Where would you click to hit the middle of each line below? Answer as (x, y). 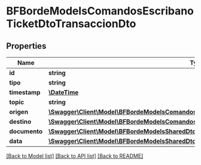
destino (20, 121)
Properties (26, 46)
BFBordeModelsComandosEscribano (100, 11)
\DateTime (63, 92)
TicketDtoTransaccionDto (71, 24)
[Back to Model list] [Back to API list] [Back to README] (75, 156)
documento (26, 131)
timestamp (25, 92)
